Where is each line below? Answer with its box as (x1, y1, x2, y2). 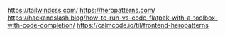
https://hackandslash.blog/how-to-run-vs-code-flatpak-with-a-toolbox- (7, 13, 219, 22)
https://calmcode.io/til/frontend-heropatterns (77, 21, 209, 29)
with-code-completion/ (7, 21, 76, 29)
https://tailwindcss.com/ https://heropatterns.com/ (7, 6, 156, 14)
